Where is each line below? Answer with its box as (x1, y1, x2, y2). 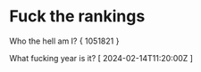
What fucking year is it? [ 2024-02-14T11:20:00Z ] (9, 52, 194, 63)
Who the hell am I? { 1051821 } (9, 36, 120, 46)
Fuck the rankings (9, 6, 146, 27)
